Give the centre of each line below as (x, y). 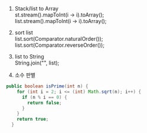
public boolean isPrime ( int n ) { (47, 86)
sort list (24, 33)
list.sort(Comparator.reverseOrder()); (60, 45)
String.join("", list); (37, 63)
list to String (29, 56)
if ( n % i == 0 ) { (44, 97)
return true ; (33, 119)
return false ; (45, 103)
